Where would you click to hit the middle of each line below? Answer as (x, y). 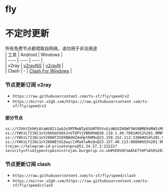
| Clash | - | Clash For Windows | (39, 71)
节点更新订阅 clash (28, 164)
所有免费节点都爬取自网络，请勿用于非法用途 (51, 48)
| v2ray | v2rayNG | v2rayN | (34, 65)
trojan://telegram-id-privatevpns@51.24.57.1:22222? (61, 146)
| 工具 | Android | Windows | (34, 55)
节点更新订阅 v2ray (28, 85)
